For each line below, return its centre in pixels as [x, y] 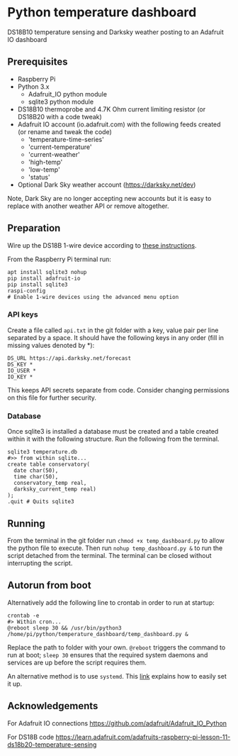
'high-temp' [45, 162]
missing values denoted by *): [51, 345]
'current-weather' [54, 154]
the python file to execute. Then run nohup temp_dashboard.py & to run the [115, 548]
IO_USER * [22, 371]
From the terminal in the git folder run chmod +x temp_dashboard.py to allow [116, 540]
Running [27, 524]
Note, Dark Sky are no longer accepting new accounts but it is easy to [109, 198]
